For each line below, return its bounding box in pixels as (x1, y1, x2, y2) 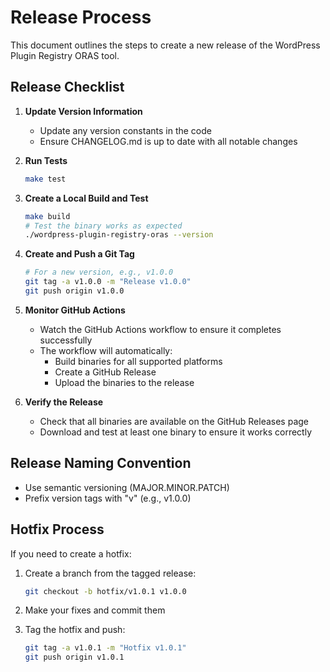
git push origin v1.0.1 (24, 652, 125, 663)
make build (24, 211, 71, 221)
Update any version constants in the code (39, 124, 212, 136)
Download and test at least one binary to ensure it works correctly (39, 426, 313, 438)
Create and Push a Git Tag (24, 248, 135, 260)
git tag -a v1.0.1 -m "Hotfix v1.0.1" (24, 643, 187, 653)
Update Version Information (24, 105, 143, 117)
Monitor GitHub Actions (24, 304, 126, 316)
